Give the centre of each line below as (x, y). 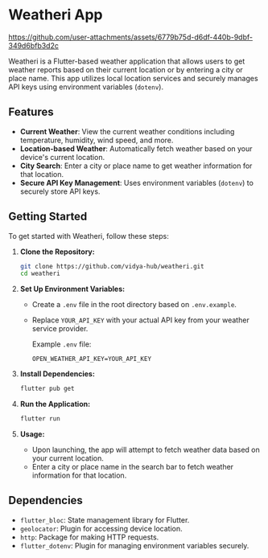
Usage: (32, 434)
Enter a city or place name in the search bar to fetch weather (133, 467)
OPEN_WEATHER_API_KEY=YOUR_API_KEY (91, 359)
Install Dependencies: (57, 374)
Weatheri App (56, 15)
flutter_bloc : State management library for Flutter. (105, 519)
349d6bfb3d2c (33, 45)
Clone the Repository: (57, 252)
